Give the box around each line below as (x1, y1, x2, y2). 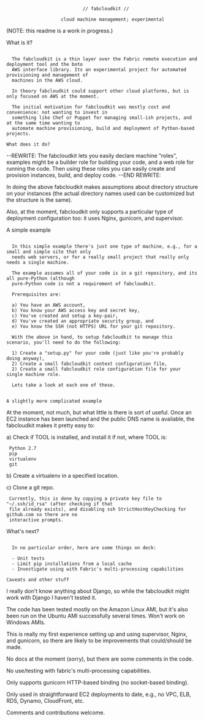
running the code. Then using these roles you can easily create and (6, 165, 175, 172)
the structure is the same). (6, 196, 72, 204)
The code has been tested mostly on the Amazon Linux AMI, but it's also (6, 606, 188, 613)
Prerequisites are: (12, 291, 62, 297)
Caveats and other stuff (6, 577, 69, 583)
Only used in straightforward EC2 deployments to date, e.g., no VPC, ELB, (6, 691, 191, 698)
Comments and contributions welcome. (6, 709, 105, 716)
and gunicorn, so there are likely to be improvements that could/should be (6, 637, 192, 644)
